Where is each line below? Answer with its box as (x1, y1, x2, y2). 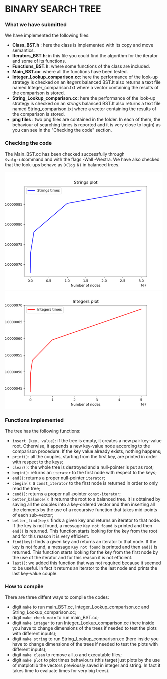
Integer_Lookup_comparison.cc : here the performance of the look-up (12, 74, 158, 80)
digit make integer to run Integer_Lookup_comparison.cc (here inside (12, 620, 155, 626)
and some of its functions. (12, 58, 66, 64)
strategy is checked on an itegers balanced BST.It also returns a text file (12, 79, 161, 85)
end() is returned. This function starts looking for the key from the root (12, 528, 157, 534)
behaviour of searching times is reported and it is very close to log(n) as (12, 122, 161, 128)
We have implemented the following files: (5, 32, 90, 38)
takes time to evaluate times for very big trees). (12, 668, 110, 674)
